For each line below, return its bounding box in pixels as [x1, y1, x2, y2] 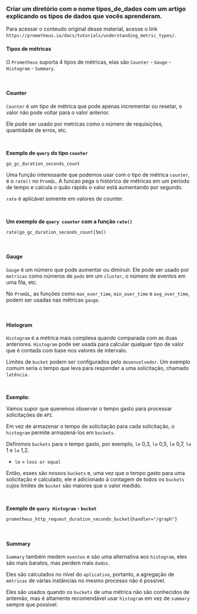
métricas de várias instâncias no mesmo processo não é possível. [6, 577, 166, 585]
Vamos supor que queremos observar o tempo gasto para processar [6, 405, 172, 412]
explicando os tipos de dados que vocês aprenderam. [6, 12, 163, 20]
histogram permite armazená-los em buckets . [6, 429, 116, 436]
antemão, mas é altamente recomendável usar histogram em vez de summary [6, 595, 190, 602]
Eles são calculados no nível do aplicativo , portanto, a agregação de [6, 571, 175, 578]
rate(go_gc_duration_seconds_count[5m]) [6, 229, 107, 235]
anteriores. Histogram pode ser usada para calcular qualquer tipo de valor [6, 341, 184, 348]
